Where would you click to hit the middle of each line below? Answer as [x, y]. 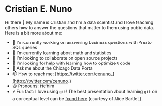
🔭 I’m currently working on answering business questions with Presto [82, 42]
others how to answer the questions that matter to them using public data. [80, 27]
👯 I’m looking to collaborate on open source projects [65, 58]
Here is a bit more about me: [34, 33]
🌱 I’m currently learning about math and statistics [62, 53]
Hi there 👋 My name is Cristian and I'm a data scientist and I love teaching [79, 22]
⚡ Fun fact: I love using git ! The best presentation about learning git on [85, 91]
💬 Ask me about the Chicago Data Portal [53, 68]
